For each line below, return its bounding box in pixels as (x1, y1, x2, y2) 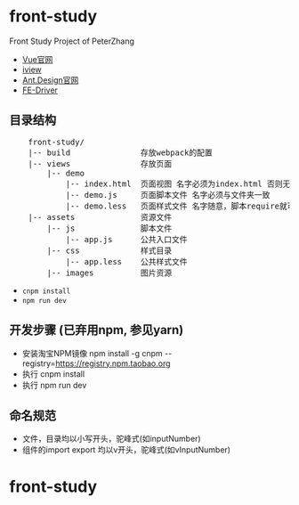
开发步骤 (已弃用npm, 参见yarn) (9, 322, 184, 338)
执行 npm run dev (21, 379, 87, 390)
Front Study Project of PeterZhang (9, 36, 135, 46)
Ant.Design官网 (21, 74, 79, 86)
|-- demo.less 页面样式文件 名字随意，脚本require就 (65, 200, 287, 211)
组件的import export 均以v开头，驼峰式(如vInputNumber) (21, 444, 231, 455)
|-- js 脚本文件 (46, 223, 173, 233)
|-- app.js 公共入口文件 (65, 234, 189, 244)
